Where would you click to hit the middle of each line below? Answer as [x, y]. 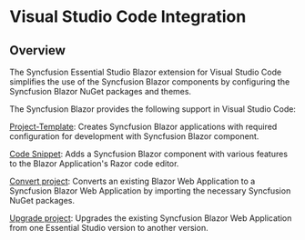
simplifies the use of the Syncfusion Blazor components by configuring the [150, 82]
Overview [38, 50]
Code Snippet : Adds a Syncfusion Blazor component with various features [149, 154]
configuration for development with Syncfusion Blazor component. [134, 136]
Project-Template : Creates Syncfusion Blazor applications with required [143, 126]
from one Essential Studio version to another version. [109, 228]
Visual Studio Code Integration [128, 17]
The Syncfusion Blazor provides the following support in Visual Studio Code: [152, 109]
